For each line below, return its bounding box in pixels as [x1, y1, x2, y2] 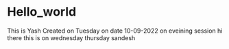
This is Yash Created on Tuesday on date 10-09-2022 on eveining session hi [7, 27, 223, 35]
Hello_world [7, 4, 77, 20]
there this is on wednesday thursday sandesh [7, 33, 136, 42]
